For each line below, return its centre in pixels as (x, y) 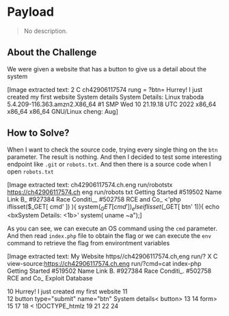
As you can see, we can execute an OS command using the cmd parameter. (112, 229)
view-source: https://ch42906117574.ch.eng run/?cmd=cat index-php (104, 264)
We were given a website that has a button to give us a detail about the (107, 69)
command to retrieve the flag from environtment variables (89, 243)
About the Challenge (52, 52)
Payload (31, 12)
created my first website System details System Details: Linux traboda (106, 97)
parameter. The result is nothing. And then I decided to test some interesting (114, 157)
